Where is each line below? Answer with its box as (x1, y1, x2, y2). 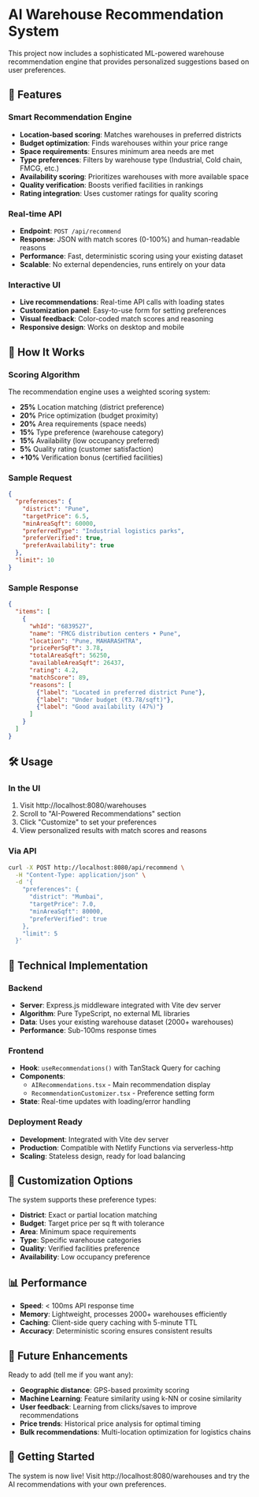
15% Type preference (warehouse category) (19, 427, 164, 437)
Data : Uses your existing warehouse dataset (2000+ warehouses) (19, 1017, 234, 1027)
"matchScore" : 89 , (28, 673, 90, 681)
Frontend (8, 1045, 44, 1056)
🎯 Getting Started (8, 1450, 95, 1464)
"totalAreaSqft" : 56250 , (28, 651, 111, 660)
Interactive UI (8, 279, 61, 290)
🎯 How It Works (8, 345, 85, 358)
